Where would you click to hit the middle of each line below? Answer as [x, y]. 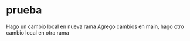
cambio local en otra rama [38, 32]
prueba [24, 10]
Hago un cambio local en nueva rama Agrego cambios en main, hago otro [95, 26]
